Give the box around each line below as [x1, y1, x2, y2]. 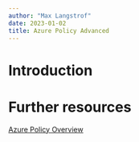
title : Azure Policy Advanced [8, 26, 110, 34]
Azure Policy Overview [8, 124, 84, 134]
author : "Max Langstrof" [8, 11, 92, 20]
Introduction [8, 61, 93, 79]
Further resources [8, 98, 132, 116]
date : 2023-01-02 [8, 19, 67, 27]
